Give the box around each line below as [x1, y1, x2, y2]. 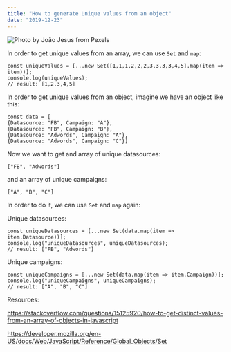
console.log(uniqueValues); [7, 74, 89, 82]
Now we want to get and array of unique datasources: [7, 149, 161, 158]
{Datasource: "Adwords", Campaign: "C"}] [7, 138, 129, 145]
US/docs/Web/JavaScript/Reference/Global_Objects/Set [7, 337, 167, 345]
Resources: [7, 295, 39, 304]
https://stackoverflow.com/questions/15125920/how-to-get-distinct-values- [7, 308, 223, 317]
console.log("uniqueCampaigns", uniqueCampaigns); [7, 277, 156, 284]
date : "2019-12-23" [7, 17, 64, 24]
